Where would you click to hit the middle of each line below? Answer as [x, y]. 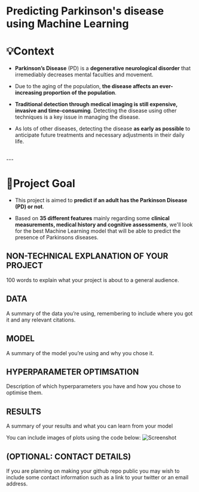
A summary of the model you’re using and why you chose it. [80, 353]
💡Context [30, 51]
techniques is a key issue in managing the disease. [77, 117]
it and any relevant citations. [41, 320]
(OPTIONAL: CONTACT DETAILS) [69, 456]
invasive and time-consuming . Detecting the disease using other [96, 111]
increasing [28, 93]
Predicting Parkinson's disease [85, 11]
